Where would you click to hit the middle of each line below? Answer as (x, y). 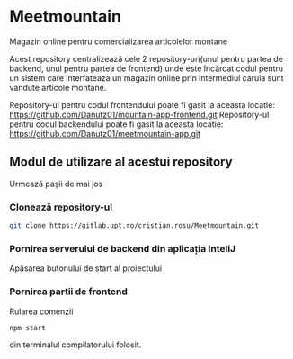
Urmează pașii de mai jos (56, 184)
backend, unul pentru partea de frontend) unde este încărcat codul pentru (146, 68)
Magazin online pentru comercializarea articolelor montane (118, 41)
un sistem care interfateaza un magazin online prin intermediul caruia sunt (147, 77)
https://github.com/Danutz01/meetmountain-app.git (105, 133)
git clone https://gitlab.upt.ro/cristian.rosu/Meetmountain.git (134, 226)
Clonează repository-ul (61, 207)
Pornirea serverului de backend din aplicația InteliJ (123, 248)
